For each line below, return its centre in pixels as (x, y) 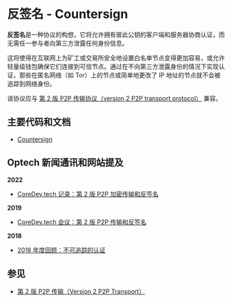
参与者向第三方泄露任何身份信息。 (79, 43)
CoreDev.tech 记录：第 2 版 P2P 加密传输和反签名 (88, 194)
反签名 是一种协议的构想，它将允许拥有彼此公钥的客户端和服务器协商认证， (113, 34)
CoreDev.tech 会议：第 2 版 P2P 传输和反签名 (82, 222)
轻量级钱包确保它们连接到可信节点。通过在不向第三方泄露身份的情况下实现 (113, 66)
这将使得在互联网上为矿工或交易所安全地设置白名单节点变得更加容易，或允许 (116, 58)
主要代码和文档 (39, 122)
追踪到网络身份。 (31, 83)
